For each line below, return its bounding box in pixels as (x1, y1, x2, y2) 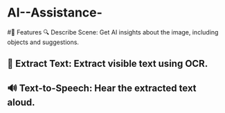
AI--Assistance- (7, 5, 102, 21)
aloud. (7, 96, 36, 108)
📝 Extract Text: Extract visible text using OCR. (7, 58, 208, 70)
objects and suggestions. (7, 38, 80, 46)
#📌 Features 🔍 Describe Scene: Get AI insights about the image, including (7, 28, 219, 36)
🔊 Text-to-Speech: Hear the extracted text (7, 82, 197, 94)
